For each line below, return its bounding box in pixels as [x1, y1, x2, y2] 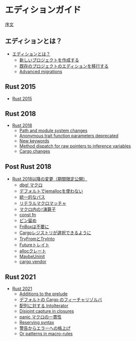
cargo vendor [19, 259, 47, 265]
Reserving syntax [19, 320, 54, 325]
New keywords [19, 138, 50, 144]
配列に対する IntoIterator [19, 303, 69, 308]
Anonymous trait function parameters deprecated [19, 133, 119, 139]
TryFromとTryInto [19, 236, 55, 242]
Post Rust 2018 [5, 162, 52, 171]
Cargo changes [19, 148, 51, 154]
